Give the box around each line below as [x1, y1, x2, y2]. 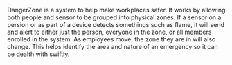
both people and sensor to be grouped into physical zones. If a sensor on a [7, 13, 222, 21]
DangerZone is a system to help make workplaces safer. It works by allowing [7, 6, 226, 14]
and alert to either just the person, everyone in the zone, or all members [7, 28, 212, 36]
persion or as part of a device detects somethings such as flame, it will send [7, 21, 225, 28]
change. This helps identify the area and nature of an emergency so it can [7, 43, 218, 50]
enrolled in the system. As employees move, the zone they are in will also [7, 35, 216, 44]
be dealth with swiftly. [7, 50, 70, 58]
